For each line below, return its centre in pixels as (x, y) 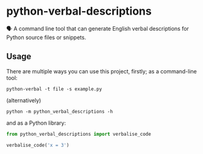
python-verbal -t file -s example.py (54, 89)
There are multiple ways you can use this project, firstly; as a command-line (101, 71)
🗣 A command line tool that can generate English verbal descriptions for (98, 28)
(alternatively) (24, 100)
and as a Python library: (36, 123)
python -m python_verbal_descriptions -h (60, 111)
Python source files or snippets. (46, 37)
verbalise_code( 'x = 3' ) (38, 145)
